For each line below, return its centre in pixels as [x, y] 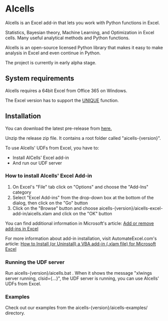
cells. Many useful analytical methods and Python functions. [67, 38]
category [22, 192]
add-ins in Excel [22, 228]
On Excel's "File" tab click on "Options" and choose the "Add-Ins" [80, 187]
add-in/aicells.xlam [32, 213]
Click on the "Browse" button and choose [55, 208]
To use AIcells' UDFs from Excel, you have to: [52, 148]
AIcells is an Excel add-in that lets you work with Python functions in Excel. [82, 23]
